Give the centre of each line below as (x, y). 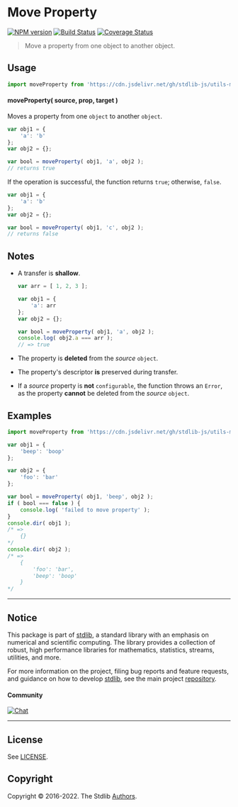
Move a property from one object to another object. (100, 45)
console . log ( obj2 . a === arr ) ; (65, 338)
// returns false (33, 234)
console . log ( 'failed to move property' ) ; (85, 510)
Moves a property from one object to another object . (85, 116)
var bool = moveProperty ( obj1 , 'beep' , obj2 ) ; (80, 497)
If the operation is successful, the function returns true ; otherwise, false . (114, 182)
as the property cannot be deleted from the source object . (103, 394)
